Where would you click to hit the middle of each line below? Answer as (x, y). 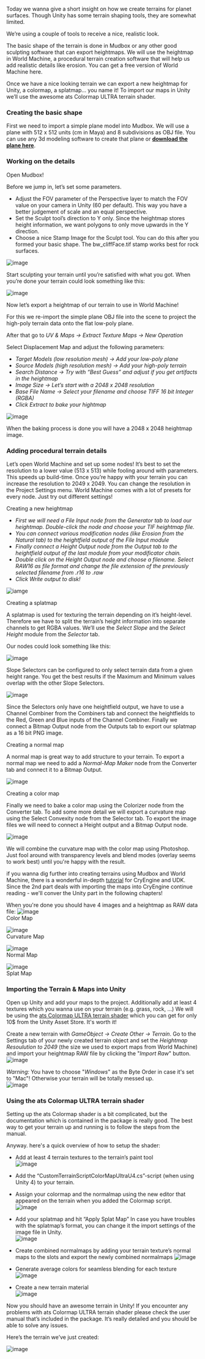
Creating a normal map (35, 744)
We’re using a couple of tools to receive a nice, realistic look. (83, 34)
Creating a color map (33, 793)
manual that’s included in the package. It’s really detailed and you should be (102, 1319)
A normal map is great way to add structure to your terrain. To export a (95, 756)
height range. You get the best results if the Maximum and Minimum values (101, 676)
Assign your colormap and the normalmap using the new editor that (100, 1194)
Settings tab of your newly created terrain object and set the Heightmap (97, 1041)
